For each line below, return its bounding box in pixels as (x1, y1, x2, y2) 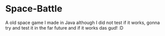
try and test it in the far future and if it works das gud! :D (5, 24, 124, 30)
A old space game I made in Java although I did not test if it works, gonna (5, 19, 160, 25)
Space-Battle (5, 3, 63, 14)
